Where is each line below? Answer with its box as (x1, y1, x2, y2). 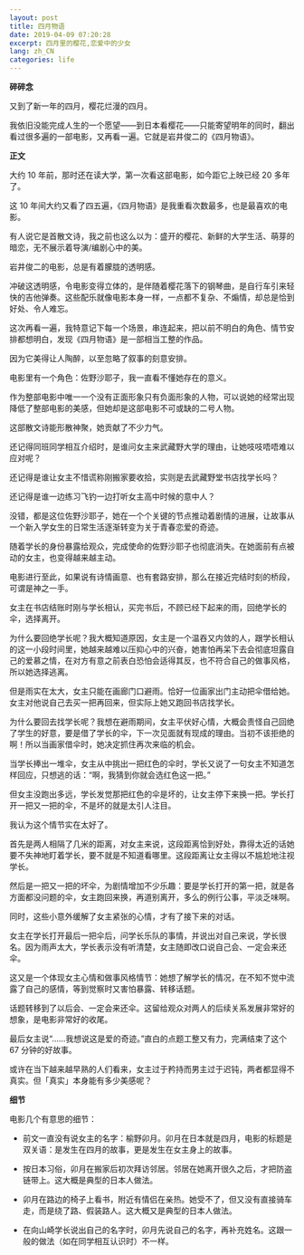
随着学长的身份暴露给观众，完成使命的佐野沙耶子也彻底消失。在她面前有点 (9, 541, 287, 551)
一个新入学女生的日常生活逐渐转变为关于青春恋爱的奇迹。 (9, 522, 223, 532)
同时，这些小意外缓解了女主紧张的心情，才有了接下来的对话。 (9, 911, 240, 922)
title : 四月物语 (9, 22, 65, 31)
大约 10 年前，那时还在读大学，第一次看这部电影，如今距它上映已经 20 (9, 169, 272, 180)
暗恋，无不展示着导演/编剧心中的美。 (9, 242, 147, 253)
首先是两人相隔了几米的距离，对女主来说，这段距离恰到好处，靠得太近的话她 (9, 838, 295, 849)
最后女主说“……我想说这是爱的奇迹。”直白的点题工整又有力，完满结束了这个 (9, 1033, 288, 1044)
